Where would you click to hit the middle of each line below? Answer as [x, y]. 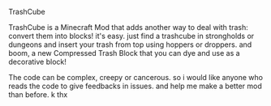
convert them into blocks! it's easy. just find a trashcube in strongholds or [131, 36]
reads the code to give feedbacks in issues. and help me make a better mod [135, 86]
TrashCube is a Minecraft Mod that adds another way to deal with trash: [129, 27]
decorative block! [37, 61]
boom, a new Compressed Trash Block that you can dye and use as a [125, 53]
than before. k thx [38, 95]
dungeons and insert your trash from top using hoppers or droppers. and [130, 45]
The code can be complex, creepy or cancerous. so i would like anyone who [136, 77]
